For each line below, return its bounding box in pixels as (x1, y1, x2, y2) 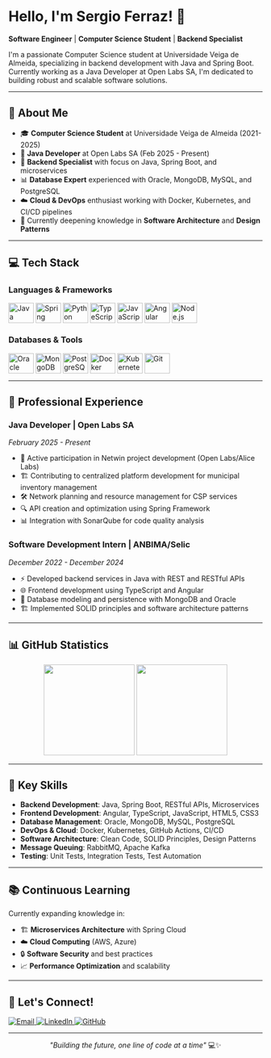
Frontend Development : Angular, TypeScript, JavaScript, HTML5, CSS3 (19, 809, 260, 818)
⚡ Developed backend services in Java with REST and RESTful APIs (19, 573, 245, 583)
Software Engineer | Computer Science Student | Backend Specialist (8, 34, 244, 44)
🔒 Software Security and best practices (19, 949, 153, 959)
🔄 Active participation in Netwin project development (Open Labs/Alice (19, 454, 256, 463)
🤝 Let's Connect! (8, 995, 94, 1009)
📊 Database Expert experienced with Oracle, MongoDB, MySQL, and (19, 174, 252, 184)
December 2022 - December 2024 (8, 557, 124, 567)
